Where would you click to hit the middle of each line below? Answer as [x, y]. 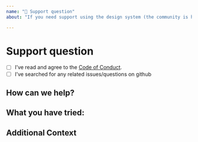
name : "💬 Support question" [41, 11]
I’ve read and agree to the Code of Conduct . [68, 67]
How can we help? [40, 92]
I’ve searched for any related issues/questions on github [83, 74]
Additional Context [41, 133]
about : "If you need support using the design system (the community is [97, 17]
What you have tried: [45, 113]
